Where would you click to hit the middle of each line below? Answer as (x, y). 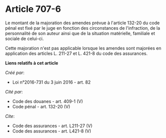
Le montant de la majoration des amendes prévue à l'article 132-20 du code (83, 23)
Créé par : (15, 72)
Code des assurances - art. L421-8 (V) (52, 131)
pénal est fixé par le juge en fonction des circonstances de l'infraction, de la (83, 28)
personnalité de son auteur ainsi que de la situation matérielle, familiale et (80, 33)
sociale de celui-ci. (25, 39)
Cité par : (14, 92)
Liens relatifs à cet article (32, 63)
